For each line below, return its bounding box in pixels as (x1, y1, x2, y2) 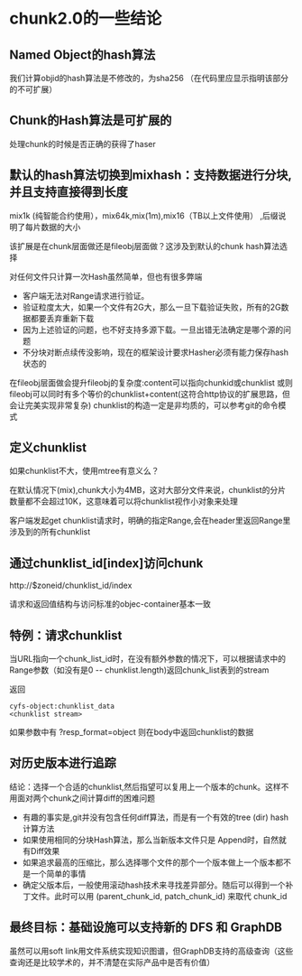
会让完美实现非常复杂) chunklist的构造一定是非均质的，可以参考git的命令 (9, 399, 279, 411)
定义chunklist (9, 440, 87, 456)
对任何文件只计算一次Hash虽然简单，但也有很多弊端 (9, 271, 203, 282)
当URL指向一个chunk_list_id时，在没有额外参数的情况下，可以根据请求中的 (9, 654, 287, 665)
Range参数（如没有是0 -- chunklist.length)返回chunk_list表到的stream (9, 665, 270, 675)
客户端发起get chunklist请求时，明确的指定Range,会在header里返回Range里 (9, 516, 291, 526)
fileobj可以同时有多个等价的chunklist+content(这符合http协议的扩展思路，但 (9, 388, 290, 399)
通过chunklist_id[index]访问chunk (9, 555, 204, 571)
